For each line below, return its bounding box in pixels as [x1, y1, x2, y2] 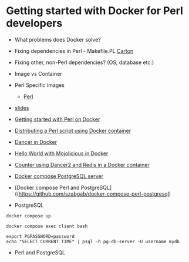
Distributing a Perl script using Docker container [14, 127, 131, 134]
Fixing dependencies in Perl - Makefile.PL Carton [14, 47, 134, 54]
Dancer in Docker [14, 138, 58, 145]
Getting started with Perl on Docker [14, 116, 100, 123]
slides [14, 104, 29, 111]
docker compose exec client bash [6, 223, 88, 229]
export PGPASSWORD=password [6, 233, 75, 239]
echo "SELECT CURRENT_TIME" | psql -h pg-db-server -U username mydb [6, 239, 180, 244]
